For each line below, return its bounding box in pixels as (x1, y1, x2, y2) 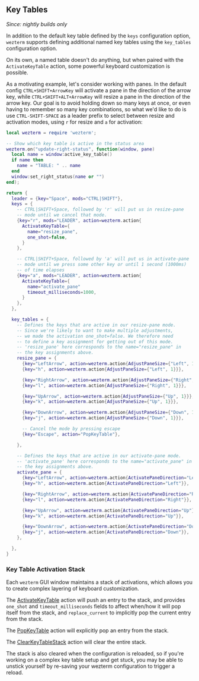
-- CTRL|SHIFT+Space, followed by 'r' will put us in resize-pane (17, 206, 184, 213)
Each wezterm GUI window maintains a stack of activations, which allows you (6, 579, 193, 586)
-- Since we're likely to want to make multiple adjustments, (17, 327, 174, 334)
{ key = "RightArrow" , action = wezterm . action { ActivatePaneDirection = (21, 491, 190, 497)
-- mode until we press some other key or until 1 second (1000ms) (17, 262, 187, 268)
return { (6, 190, 28, 196)
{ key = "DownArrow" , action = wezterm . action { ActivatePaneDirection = (21, 523, 187, 530)
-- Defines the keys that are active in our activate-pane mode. (17, 453, 182, 459)
